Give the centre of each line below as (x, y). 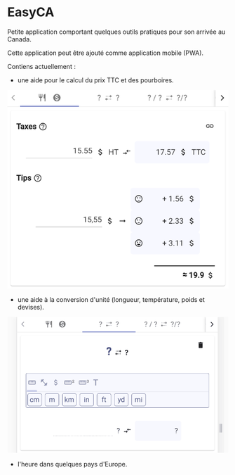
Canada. (19, 39)
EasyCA (31, 12)
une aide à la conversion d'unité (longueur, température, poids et (111, 299)
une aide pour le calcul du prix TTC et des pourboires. (95, 80)
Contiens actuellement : (41, 66)
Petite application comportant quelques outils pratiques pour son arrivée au (116, 32)
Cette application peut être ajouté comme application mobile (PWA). (106, 53)
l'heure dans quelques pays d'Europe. (72, 464)
